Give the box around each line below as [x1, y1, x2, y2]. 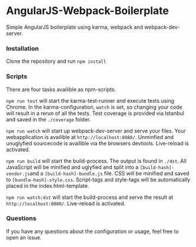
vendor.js [6, 171, 31, 177]
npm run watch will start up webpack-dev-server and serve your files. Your [6, 127, 187, 134]
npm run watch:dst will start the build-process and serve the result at [6, 194, 174, 201]
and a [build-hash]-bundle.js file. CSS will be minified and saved [29, 170, 190, 177]
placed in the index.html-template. [6, 182, 89, 189]
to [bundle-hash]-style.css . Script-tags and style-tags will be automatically [6, 176, 191, 183]
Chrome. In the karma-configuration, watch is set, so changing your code [6, 103, 182, 110]
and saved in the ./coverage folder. [6, 116, 91, 123]
